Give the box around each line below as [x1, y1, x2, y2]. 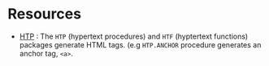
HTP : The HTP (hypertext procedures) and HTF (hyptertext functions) [19, 31, 249, 41]
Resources [7, 5, 82, 23]
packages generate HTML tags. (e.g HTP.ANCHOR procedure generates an [19, 39, 262, 49]
